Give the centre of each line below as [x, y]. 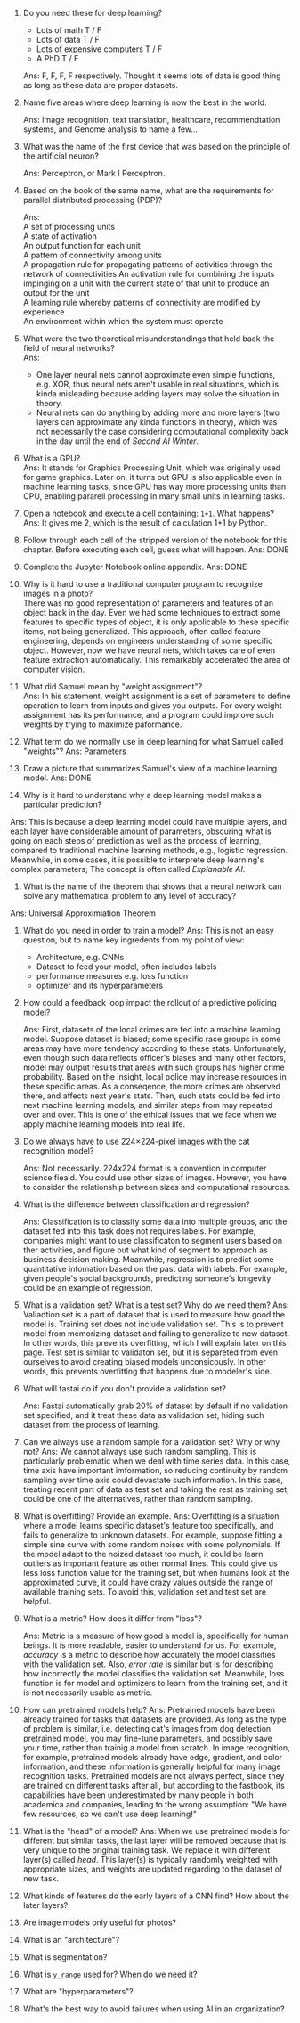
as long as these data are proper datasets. [101, 85]
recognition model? [58, 1151]
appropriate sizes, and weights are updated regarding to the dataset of [153, 1869]
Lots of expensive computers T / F [99, 49]
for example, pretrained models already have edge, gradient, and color [153, 1757]
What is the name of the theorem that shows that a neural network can [152, 886]
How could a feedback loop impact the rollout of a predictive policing [150, 1003]
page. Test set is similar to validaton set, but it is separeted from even [150, 1352]
